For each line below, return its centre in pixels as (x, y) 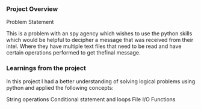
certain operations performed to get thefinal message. (73, 53)
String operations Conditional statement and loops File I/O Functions (91, 99)
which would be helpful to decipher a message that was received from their (100, 40)
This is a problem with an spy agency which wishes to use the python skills (99, 34)
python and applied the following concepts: (60, 87)
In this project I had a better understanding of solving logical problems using (101, 81)
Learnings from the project (46, 68)
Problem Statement (30, 22)
